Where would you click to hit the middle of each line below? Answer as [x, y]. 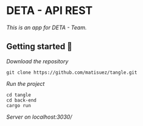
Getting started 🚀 [40, 47]
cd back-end [21, 100]
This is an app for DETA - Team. [47, 27]
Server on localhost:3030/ [39, 117]
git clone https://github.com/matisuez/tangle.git [72, 72]
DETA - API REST [50, 11]
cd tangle [19, 95]
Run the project [26, 83]
